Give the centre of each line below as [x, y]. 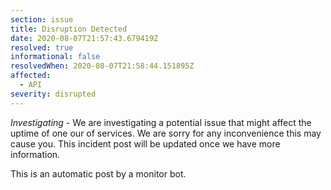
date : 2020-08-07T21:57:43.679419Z [84, 38]
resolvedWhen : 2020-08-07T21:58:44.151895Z [102, 66]
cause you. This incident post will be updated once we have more [145, 143]
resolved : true [42, 47]
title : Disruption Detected [69, 29]
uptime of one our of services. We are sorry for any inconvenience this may [166, 133]
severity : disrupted [53, 94]
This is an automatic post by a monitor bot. [98, 173]
